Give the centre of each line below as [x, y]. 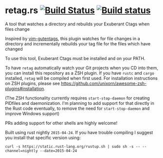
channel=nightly [21, 151]
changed [14, 49]
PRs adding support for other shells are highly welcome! [61, 123]
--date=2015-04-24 [58, 151]
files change [18, 29]
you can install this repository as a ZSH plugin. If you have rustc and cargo [80, 73]
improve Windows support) [32, 113]
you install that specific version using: [43, 138]
